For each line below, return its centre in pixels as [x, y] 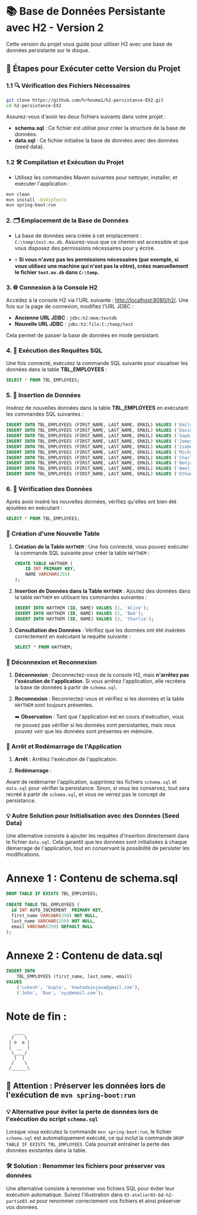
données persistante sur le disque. [48, 50]
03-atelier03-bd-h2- [149, 1195]
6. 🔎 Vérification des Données [49, 489]
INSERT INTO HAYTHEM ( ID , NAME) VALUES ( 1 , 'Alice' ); [81, 608]
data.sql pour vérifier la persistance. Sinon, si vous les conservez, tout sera [98, 788]
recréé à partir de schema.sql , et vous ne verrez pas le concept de [86, 794]
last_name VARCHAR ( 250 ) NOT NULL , [53, 921]
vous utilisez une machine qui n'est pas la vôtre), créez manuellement [101, 266]
